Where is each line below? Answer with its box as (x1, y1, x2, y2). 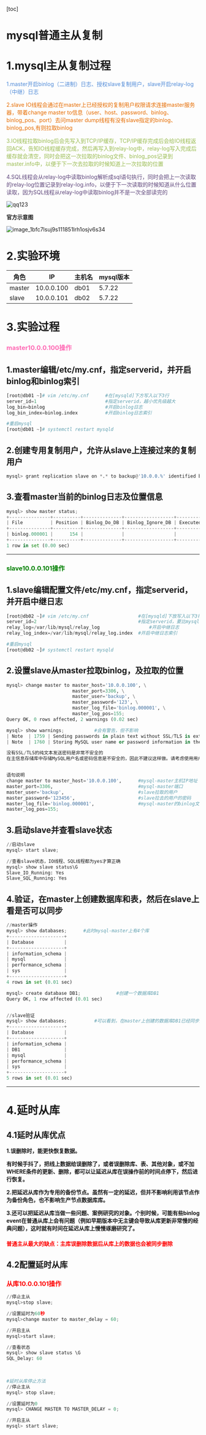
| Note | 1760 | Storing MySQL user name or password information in (6, 739, 191, 745)
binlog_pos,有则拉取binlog (6, 124, 73, 131)
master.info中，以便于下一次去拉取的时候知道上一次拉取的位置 (6, 160, 164, 168)
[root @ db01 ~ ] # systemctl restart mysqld (6, 427, 114, 433)
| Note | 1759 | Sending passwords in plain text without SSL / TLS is (6, 733, 191, 739)
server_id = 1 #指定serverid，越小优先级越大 (6, 398, 176, 404)
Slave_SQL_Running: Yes (6, 875, 67, 881)
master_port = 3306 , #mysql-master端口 (6, 783, 183, 789)
